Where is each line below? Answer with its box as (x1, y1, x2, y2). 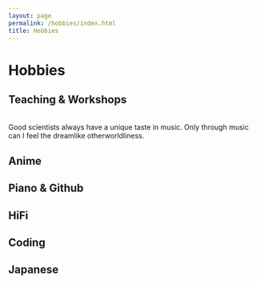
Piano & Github (8, 182, 84, 195)
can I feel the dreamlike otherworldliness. (8, 131, 145, 141)
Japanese (8, 263, 58, 277)
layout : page (8, 11, 52, 20)
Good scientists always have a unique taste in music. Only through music (8, 122, 250, 132)
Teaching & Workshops (8, 93, 127, 106)
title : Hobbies (8, 26, 59, 34)
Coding (8, 235, 46, 249)
